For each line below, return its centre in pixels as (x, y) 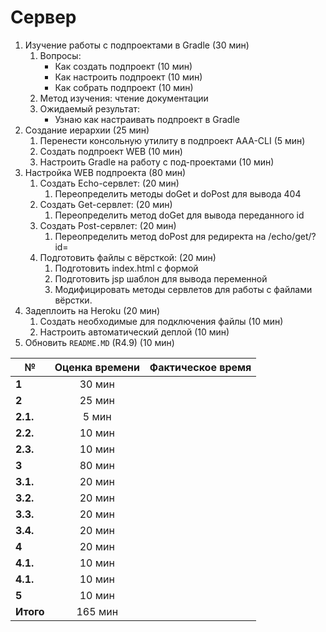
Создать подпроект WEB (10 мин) (111, 151)
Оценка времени (97, 367)
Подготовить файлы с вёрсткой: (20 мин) (128, 257)
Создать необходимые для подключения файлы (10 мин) (161, 321)
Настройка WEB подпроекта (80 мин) (105, 172)
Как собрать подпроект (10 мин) (124, 87)
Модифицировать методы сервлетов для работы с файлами (183, 289)
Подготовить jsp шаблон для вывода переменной (161, 278)
